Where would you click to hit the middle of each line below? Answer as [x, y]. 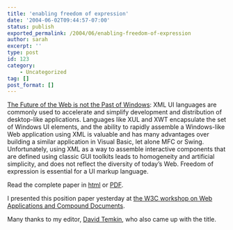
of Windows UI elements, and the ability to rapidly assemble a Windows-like [116, 127]
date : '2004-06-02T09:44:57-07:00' [59, 20]
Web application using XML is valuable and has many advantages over [109, 135]
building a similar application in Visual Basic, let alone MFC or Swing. [106, 142]
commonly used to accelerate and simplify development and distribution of [115, 112]
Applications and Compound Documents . [66, 206]
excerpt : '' [24, 46]
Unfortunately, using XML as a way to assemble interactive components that [116, 149]
